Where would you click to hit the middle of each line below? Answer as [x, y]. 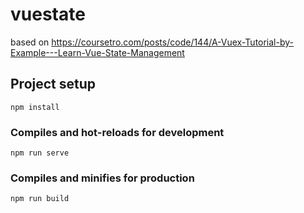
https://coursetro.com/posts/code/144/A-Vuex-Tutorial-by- [173, 42]
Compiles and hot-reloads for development [117, 132]
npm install [35, 107]
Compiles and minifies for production [102, 178]
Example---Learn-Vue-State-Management [97, 52]
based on [30, 42]
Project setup [53, 84]
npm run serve [40, 153]
